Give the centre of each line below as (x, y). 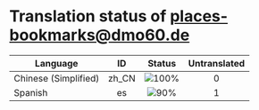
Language (56, 63)
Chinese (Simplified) (57, 78)
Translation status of (88, 16)
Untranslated (217, 63)
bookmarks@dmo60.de (100, 35)
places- (199, 16)
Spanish (31, 92)
